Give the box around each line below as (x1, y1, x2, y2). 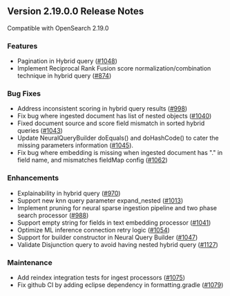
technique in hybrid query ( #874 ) (17, 72, 112, 80)
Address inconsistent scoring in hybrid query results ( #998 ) (17, 104, 188, 113)
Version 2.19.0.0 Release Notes (7, 6, 144, 17)
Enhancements (7, 173, 59, 183)
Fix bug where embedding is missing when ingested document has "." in (17, 149, 223, 157)
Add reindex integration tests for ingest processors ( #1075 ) (17, 273, 185, 281)
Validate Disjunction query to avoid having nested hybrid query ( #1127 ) (17, 240, 219, 248)
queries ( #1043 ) (17, 127, 64, 135)
